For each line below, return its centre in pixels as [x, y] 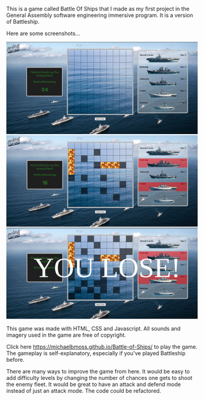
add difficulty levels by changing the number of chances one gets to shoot [99, 378]
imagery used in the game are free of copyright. [66, 335]
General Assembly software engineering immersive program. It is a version [100, 15]
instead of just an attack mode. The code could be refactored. [84, 391]
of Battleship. [23, 22]
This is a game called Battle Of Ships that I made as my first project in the [98, 9]
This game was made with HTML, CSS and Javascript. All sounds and [93, 329]
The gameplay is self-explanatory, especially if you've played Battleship [96, 353]
